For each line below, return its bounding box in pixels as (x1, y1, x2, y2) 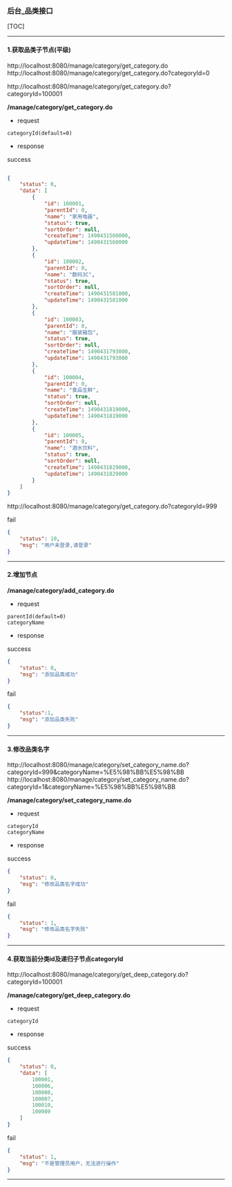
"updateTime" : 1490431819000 (43, 412, 128, 419)
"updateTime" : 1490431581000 (43, 297, 128, 304)
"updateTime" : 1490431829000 (43, 470, 128, 477)
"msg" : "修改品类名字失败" (19, 926, 89, 933)
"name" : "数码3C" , (43, 271, 95, 278)
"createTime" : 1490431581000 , (43, 291, 131, 297)
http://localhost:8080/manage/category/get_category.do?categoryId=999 (7, 502, 217, 510)
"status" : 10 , (19, 535, 60, 542)
